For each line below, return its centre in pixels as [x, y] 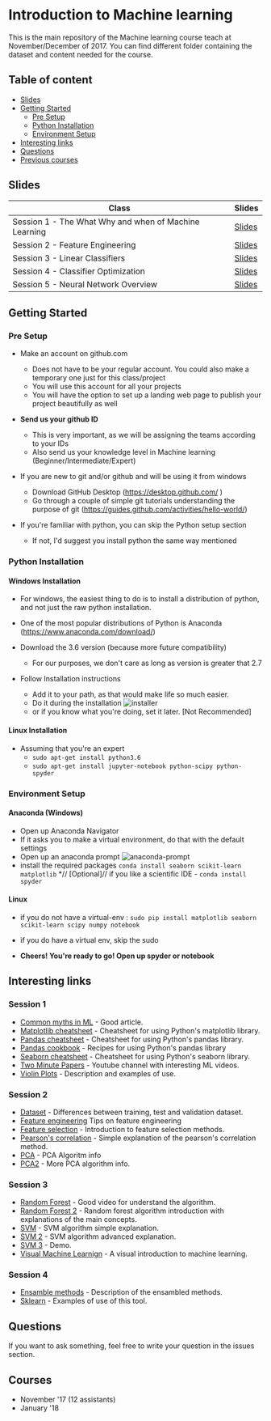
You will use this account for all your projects [106, 387]
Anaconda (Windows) [46, 813]
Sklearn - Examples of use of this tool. [83, 1301]
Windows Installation [45, 581]
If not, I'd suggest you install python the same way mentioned [134, 541]
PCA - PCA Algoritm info [60, 1155]
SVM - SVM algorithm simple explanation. [89, 1228]
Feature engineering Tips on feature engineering [100, 1120]
